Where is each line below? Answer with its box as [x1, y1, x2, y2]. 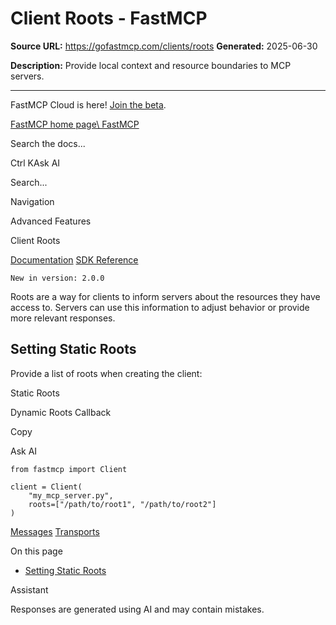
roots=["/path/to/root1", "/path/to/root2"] [28, 499, 217, 509]
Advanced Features [10, 215, 92, 227]
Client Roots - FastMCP [10, 7, 208, 30]
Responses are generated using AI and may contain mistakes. [10, 603, 265, 615]
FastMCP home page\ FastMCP [10, 118, 140, 130]
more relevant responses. [10, 312, 116, 324]
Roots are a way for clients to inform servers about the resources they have [10, 290, 321, 302]
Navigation [10, 195, 55, 207]
